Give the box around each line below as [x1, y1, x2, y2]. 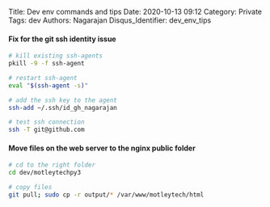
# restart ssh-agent [8, 74, 78, 82]
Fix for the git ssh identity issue [8, 34, 116, 44]
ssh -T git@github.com [8, 125, 85, 134]
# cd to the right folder [8, 161, 95, 169]
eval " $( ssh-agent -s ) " [8, 81, 89, 90]
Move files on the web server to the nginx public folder [8, 143, 196, 153]
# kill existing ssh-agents [8, 52, 103, 60]
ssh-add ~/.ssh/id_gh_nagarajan [8, 103, 117, 112]
